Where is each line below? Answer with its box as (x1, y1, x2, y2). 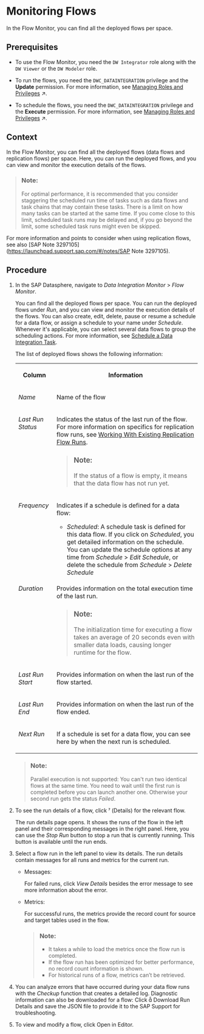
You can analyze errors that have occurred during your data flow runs (15, 983, 190, 991)
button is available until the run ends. (15, 838, 108, 845)
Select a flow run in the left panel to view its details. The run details (15, 849, 183, 857)
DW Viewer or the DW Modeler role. (15, 65, 98, 72)
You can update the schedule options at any (66, 545, 192, 554)
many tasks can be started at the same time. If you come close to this (21, 209, 195, 217)
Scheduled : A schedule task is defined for (66, 522, 186, 531)
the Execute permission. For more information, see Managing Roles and (15, 108, 195, 115)
